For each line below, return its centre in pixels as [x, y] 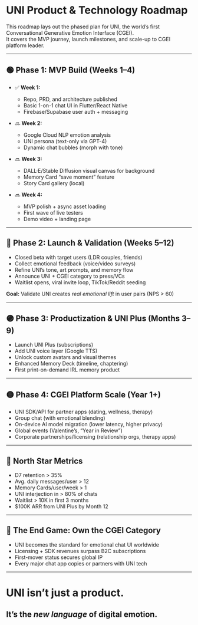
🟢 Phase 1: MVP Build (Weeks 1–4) [71, 70]
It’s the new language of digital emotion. [82, 615]
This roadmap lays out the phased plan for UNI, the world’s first [83, 27]
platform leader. [25, 45]
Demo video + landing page [57, 219]
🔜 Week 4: [28, 195]
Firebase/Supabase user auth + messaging [76, 111]
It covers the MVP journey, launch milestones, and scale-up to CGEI [88, 39]
